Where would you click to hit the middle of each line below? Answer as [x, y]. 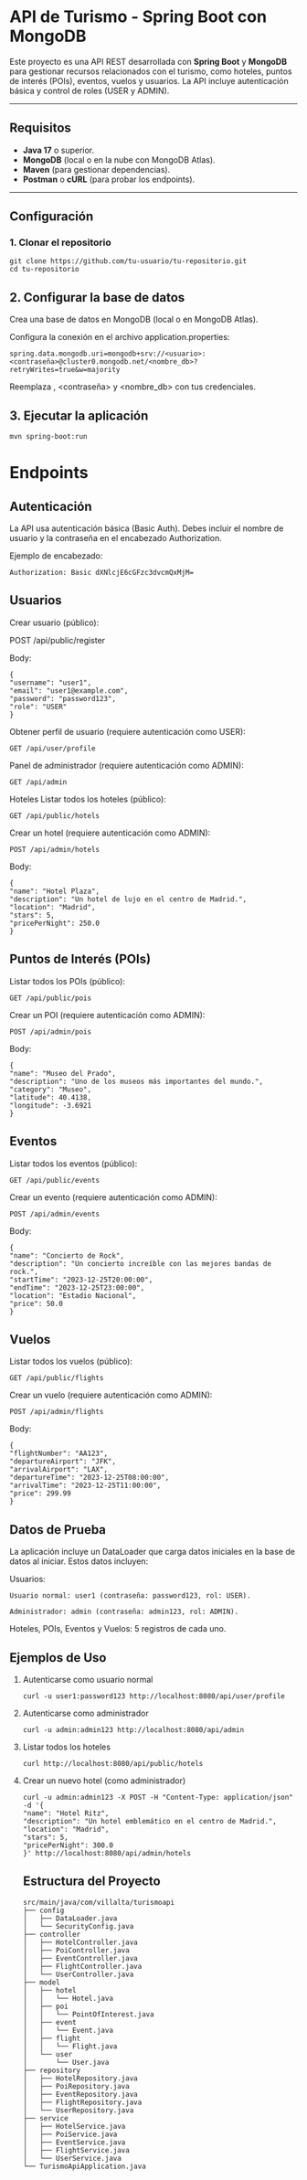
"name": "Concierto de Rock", [67, 1255]
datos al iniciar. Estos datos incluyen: [79, 1561]
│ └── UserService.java [72, 2158]
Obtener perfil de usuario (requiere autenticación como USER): [128, 731]
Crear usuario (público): [54, 622]
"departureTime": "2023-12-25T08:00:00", [90, 1478]
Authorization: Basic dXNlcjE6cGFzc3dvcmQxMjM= [102, 573]
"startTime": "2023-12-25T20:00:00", [81, 1280]
